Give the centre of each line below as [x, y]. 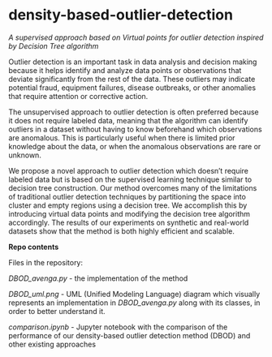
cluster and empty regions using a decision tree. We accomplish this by [128, 205]
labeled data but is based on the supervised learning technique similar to [130, 179]
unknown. [25, 155]
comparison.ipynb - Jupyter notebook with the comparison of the [118, 327]
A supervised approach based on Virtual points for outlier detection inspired [136, 37]
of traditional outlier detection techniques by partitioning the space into [127, 196]
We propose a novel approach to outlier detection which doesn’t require [129, 170]
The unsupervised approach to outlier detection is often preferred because [134, 112]
